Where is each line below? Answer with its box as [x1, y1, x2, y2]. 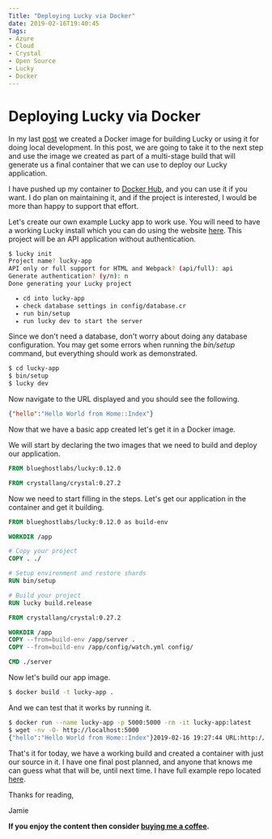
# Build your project [8, 591, 82, 599]
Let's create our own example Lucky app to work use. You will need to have [8, 216, 261, 227]
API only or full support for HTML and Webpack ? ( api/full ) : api [8, 265, 233, 273]
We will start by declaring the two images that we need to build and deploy [8, 440, 257, 449]
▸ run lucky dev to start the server [15, 317, 143, 325]
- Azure [8, 34, 35, 43]
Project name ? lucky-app [8, 257, 92, 266]
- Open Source [8, 57, 57, 66]
